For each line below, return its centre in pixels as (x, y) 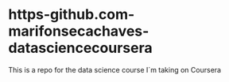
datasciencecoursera (80, 48)
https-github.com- (72, 15)
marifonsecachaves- (79, 31)
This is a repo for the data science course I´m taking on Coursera (114, 69)
